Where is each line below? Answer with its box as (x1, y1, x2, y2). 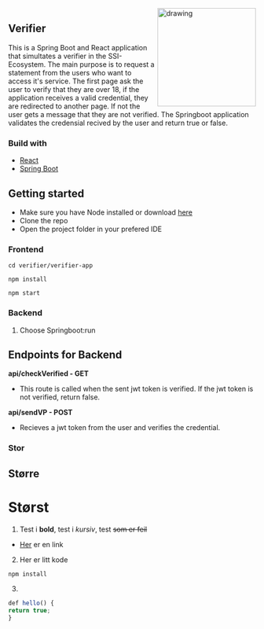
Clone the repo (19, 215, 68, 225)
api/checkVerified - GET (8, 369, 89, 378)
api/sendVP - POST (8, 408, 73, 417)
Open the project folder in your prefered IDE (19, 224, 163, 234)
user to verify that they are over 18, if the (8, 84, 140, 94)
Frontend (8, 244, 44, 255)
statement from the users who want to (8, 68, 132, 77)
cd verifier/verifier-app (8, 262, 93, 270)
